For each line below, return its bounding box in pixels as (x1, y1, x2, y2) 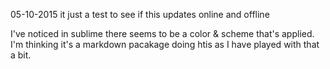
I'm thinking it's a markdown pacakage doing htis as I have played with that (10, 39, 320, 50)
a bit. (10, 49, 32, 61)
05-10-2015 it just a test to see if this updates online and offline (10, 9, 270, 20)
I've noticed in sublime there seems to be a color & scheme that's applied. (10, 28, 315, 39)
